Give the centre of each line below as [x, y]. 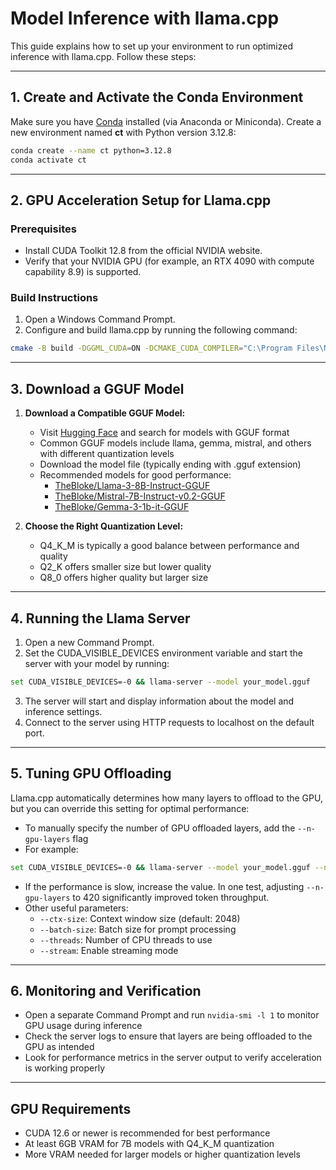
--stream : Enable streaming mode [109, 950]
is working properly [65, 1068]
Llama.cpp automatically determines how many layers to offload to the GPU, [166, 798]
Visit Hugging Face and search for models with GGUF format [164, 433]
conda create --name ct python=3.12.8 [91, 150]
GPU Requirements [71, 1108]
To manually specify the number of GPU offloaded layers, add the [160, 828]
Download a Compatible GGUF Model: [105, 413]
